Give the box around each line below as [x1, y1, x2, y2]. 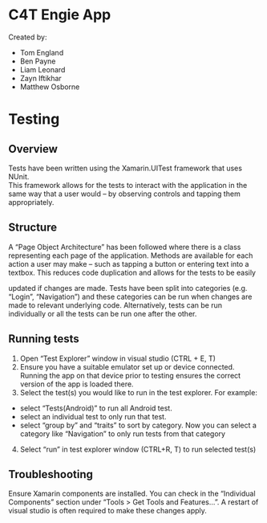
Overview [8, 142, 59, 156]
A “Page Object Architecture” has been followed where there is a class [8, 242, 241, 251]
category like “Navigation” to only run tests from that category [19, 428, 226, 439]
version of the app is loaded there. [19, 379, 134, 389]
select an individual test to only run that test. [19, 411, 167, 421]
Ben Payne [19, 56, 56, 66]
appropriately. [8, 197, 55, 206]
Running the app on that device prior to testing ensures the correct [19, 370, 241, 380]
